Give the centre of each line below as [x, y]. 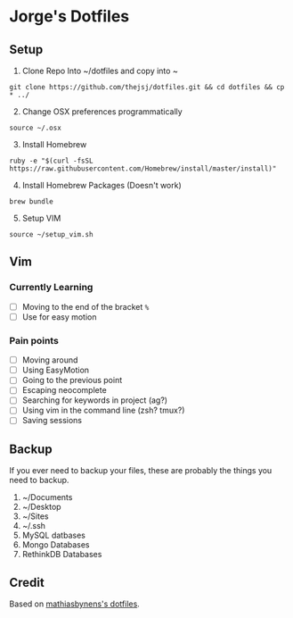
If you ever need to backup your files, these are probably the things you [141, 471]
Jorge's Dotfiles [69, 17]
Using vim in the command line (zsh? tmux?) [103, 410]
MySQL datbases [54, 535]
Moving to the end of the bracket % [85, 306]
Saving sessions [52, 421]
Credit [27, 582]
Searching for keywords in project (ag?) [94, 400]
